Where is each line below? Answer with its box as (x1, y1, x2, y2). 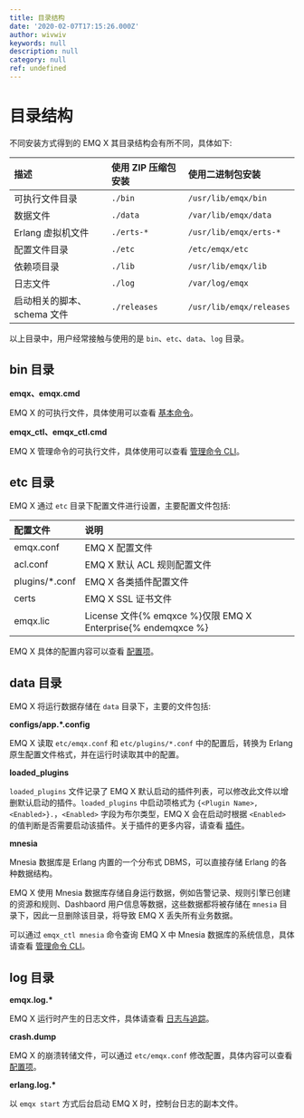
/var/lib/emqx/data (187, 209, 272, 220)
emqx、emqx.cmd (9, 387, 81, 399)
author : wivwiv (9, 30, 67, 39)
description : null (9, 47, 79, 56)
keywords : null (9, 38, 67, 48)
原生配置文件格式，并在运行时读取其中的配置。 (9, 749, 184, 760)
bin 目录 (9, 362, 54, 377)
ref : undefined (9, 64, 67, 73)
